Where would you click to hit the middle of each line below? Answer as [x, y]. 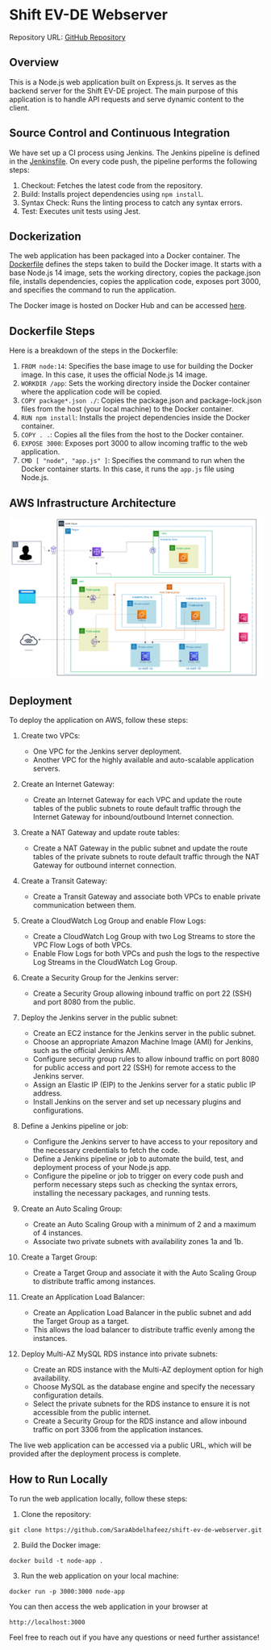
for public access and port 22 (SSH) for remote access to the [134, 1067]
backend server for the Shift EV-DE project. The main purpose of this [124, 90]
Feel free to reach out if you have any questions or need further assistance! [134, 1637]
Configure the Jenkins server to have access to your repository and [145, 1142]
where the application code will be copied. [91, 392]
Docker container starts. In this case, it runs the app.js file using [127, 469]
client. [19, 107]
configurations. [58, 1110]
